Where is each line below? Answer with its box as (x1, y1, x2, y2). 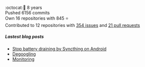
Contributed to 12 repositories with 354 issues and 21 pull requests (5, 22, 140, 28)
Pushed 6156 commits (5, 10, 50, 16)
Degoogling (12, 51, 36, 57)
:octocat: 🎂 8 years (5, 5, 43, 10)
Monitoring (12, 56, 34, 62)
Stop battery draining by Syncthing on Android (12, 45, 107, 51)
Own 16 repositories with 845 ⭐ (5, 15, 69, 21)
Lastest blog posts (5, 33, 44, 39)
